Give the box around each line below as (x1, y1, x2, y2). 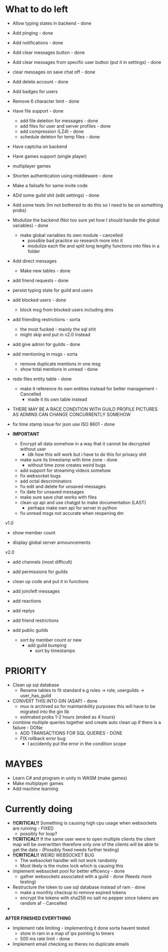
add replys (12, 607, 35, 613)
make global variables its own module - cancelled (20, 232, 123, 238)
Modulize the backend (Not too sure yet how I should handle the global (12, 217, 160, 223)
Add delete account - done (12, 78, 69, 85)
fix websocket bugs (20, 472, 61, 479)
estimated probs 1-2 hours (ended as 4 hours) (20, 713, 116, 720)
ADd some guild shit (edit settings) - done (12, 192, 100, 198)
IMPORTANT (12, 431, 40, 437)
